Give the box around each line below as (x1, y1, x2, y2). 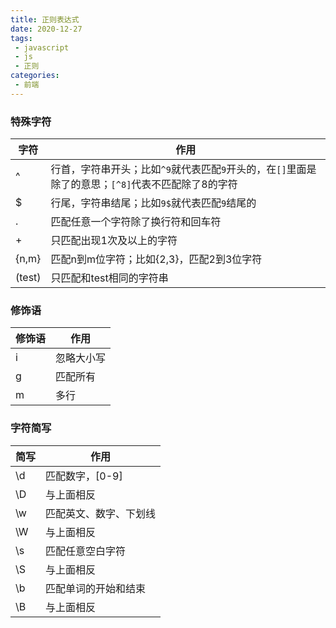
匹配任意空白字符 (45, 544, 127, 558)
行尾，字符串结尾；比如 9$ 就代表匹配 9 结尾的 (50, 196, 257, 210)
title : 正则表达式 (10, 14, 80, 25)
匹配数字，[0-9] (45, 469, 123, 483)
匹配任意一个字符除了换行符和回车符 (50, 215, 222, 229)
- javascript (14, 42, 70, 53)
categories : (10, 71, 60, 81)
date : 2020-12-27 (10, 24, 83, 34)
